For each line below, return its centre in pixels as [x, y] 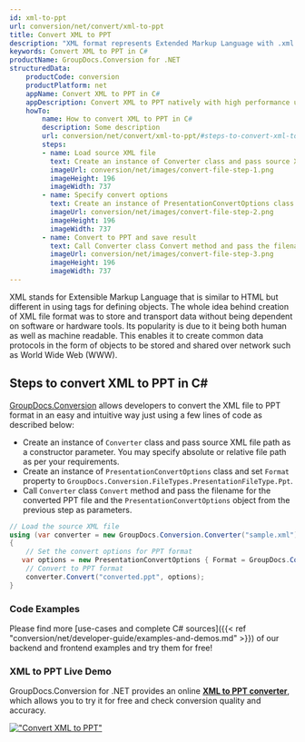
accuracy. [28, 710]
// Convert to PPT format [75, 569]
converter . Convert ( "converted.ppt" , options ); [115, 577]
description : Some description [101, 128]
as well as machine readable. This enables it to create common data [137, 335]
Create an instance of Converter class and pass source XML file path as [157, 442]
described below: [42, 424]
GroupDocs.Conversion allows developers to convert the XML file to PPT [145, 405]
